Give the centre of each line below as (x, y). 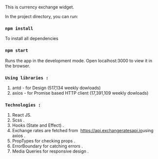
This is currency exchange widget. (40, 7)
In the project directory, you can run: (42, 16)
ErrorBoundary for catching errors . (47, 146)
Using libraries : (27, 78)
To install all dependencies (32, 39)
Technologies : (23, 105)
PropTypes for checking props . (44, 141)
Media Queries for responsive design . (50, 151)
